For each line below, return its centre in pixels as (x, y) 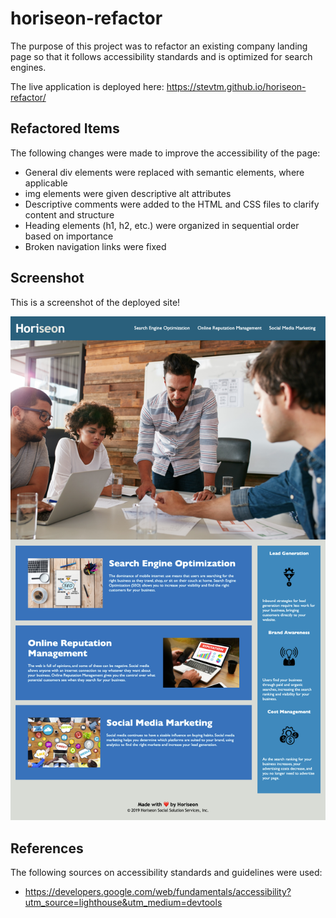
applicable (46, 183)
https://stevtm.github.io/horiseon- (236, 86)
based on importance (69, 236)
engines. (28, 67)
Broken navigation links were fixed (95, 246)
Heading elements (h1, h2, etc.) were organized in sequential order (162, 225)
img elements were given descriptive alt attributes (128, 193)
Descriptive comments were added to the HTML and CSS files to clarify (172, 204)
